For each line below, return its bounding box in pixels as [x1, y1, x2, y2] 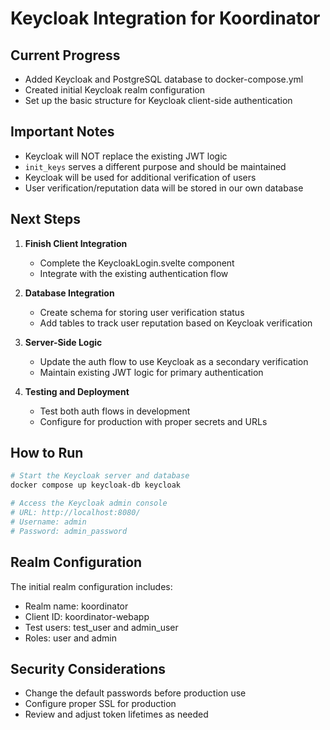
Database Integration [24, 287, 115, 299]
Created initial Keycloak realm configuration [24, 84, 205, 96]
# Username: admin [10, 517, 87, 527]
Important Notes [10, 123, 115, 141]
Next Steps [10, 211, 81, 228]
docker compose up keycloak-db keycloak [10, 480, 182, 491]
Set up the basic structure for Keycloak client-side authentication [24, 95, 293, 106]
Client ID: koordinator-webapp [24, 610, 150, 622]
